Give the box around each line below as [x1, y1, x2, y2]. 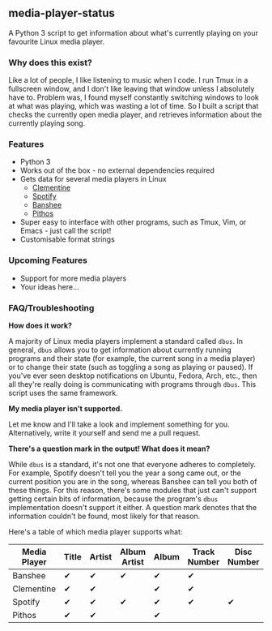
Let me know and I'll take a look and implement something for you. [8, 419, 230, 429]
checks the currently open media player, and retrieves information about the [8, 109, 262, 120]
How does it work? [8, 320, 73, 330]
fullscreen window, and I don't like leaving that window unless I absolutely [8, 84, 255, 94]
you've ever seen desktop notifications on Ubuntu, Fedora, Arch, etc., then [8, 371, 257, 380]
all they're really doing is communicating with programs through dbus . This [8, 380, 257, 388]
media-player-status [8, 6, 116, 20]
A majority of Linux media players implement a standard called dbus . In [8, 337, 244, 346]
